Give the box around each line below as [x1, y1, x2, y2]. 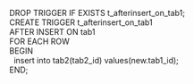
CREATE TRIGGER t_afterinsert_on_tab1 [9, 17, 154, 28]
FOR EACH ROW [9, 36, 70, 46]
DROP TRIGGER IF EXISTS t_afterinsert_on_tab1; [9, 8, 186, 18]
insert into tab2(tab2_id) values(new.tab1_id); [13, 55, 179, 65]
